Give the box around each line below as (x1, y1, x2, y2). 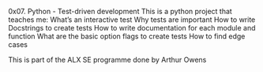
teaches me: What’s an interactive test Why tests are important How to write (8, 15, 256, 24)
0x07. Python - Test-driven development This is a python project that (8, 7, 233, 16)
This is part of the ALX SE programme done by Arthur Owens (8, 55, 207, 64)
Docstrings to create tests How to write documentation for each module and (8, 23, 256, 32)
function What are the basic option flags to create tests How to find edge (8, 31, 246, 41)
